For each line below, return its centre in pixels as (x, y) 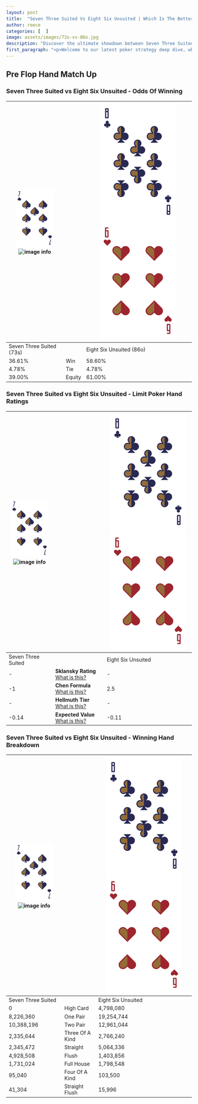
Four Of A (76, 1072)
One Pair (75, 1016)
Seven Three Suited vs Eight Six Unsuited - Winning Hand (90, 738)
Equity (73, 377)
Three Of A (78, 1033)
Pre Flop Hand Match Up (52, 75)
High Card (77, 1008)
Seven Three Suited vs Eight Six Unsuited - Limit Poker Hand (94, 394)
